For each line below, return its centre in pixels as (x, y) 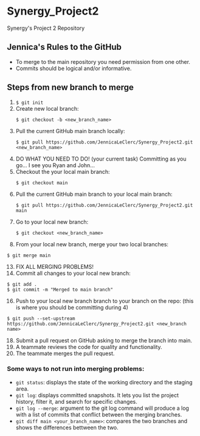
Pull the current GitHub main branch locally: (70, 131)
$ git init (29, 102)
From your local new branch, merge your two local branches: (92, 244)
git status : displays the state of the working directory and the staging (104, 382)
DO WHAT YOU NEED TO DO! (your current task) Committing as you (101, 159)
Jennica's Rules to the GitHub (64, 47)
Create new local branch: (47, 108)
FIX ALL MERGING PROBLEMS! (54, 266)
